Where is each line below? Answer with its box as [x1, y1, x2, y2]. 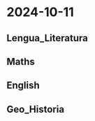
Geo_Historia [6, 103, 64, 115]
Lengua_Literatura [6, 32, 88, 44]
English [6, 80, 40, 92]
